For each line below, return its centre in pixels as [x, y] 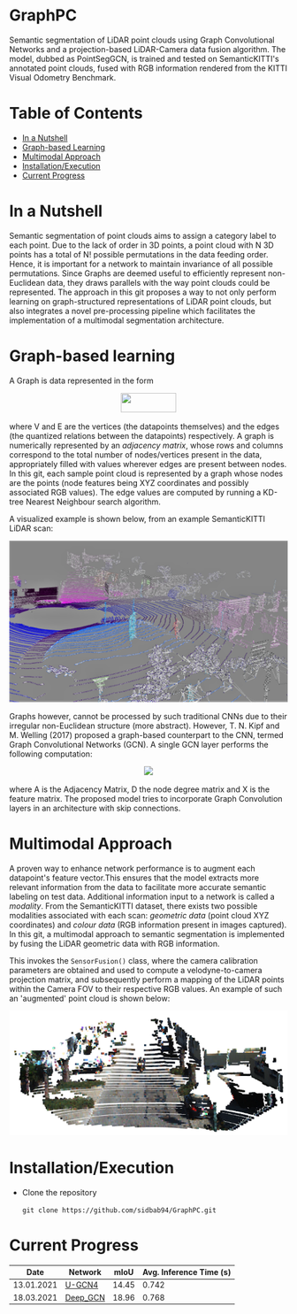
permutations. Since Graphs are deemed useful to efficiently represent [138, 273]
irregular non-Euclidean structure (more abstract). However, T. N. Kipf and [145, 726]
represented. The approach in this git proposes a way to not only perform [143, 292]
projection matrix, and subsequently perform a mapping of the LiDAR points [147, 980]
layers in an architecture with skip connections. [95, 808]
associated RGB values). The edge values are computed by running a [135, 492]
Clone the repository [59, 1192]
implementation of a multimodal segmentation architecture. [117, 320]
